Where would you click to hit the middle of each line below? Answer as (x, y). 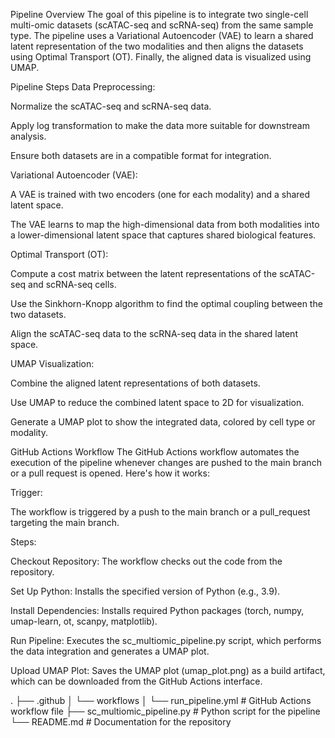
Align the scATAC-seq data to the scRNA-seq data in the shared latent (154, 333)
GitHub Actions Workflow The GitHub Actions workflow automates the (155, 452)
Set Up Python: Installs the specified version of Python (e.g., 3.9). (145, 591)
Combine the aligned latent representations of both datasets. (135, 383)
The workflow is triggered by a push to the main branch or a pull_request (160, 512)
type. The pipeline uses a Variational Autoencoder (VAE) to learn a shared (162, 35)
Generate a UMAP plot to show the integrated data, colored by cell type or (163, 422)
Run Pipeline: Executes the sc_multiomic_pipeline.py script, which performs (166, 640)
